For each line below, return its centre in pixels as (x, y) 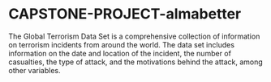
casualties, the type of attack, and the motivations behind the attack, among (136, 62)
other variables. (34, 70)
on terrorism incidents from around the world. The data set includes (122, 44)
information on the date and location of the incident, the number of (120, 53)
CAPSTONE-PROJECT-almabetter (125, 14)
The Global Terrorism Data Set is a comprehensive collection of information (134, 36)
